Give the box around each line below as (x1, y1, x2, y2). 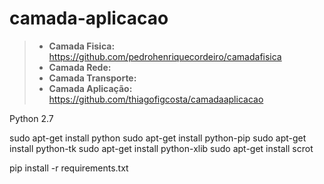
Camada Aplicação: (48, 82, 133, 94)
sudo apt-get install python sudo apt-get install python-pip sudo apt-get (9, 132, 307, 144)
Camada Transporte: (48, 72, 137, 84)
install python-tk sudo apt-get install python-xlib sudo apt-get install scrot (9, 142, 314, 154)
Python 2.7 (9, 112, 54, 124)
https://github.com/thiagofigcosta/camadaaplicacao (48, 93, 264, 105)
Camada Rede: (48, 61, 112, 73)
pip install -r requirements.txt (9, 162, 129, 174)
